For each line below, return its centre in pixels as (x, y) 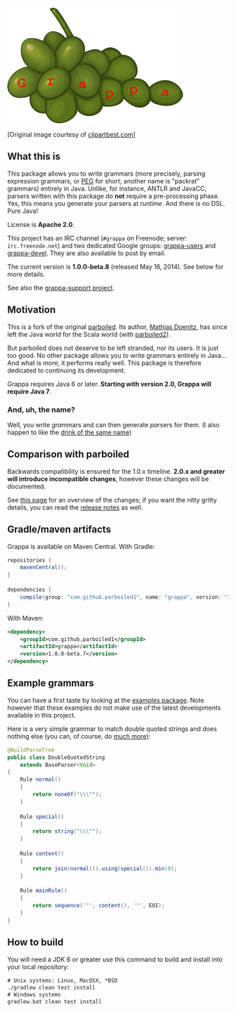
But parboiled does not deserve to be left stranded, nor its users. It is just (113, 348)
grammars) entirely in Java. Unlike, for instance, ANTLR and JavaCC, (107, 188)
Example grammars (51, 683)
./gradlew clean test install (52, 987)
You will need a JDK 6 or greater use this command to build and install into (115, 959)
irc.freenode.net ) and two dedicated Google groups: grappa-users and (112, 245)
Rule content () (42, 854)
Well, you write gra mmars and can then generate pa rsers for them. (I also (113, 424)
